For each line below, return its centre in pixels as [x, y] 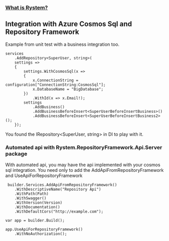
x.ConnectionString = [55, 80]
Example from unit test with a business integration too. [62, 44]
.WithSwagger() [31, 198]
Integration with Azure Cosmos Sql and [69, 24]
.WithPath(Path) [32, 194]
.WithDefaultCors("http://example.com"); [59, 212]
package [16, 154]
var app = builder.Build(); [35, 221]
